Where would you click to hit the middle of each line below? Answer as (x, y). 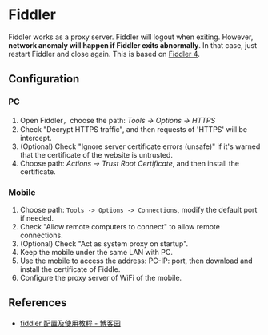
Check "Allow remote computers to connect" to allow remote (120, 226)
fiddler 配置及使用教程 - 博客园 (70, 323)
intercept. (36, 138)
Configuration (44, 79)
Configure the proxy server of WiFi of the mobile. (101, 277)
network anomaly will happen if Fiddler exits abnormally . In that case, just (133, 45)
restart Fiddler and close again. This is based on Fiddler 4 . (104, 54)
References (38, 303)
